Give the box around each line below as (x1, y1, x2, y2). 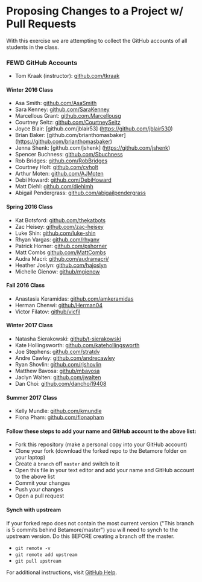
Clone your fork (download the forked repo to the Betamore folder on (14, 447, 187, 455)
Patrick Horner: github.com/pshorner (14, 242, 107, 249)
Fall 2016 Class (6, 282, 45, 289)
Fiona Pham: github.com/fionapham (14, 414, 104, 421)
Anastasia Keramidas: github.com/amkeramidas (14, 295, 134, 302)
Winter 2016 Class (6, 86, 54, 93)
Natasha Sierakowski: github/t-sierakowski (14, 335, 122, 342)
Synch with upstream (6, 506, 62, 514)
